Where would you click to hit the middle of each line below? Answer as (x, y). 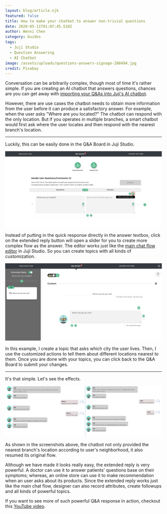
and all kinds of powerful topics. (38, 491)
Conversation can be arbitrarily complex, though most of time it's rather (79, 83)
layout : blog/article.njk (32, 10)
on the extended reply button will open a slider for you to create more (76, 241)
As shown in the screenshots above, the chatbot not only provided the (77, 444)
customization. (20, 256)
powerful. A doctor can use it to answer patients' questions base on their (80, 470)
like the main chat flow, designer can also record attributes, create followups (83, 486)
